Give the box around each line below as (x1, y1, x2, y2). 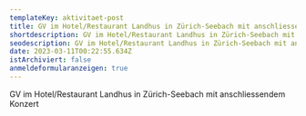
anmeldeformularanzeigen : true (9, 64, 128, 73)
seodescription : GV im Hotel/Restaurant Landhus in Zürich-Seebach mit (9, 38, 287, 48)
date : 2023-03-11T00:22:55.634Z (9, 47, 132, 56)
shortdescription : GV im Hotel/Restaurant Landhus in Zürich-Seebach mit (9, 30, 296, 39)
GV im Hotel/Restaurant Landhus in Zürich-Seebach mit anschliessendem (9, 88, 286, 100)
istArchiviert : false (9, 55, 92, 64)
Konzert (9, 98, 39, 109)
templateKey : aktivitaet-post (9, 13, 125, 23)
